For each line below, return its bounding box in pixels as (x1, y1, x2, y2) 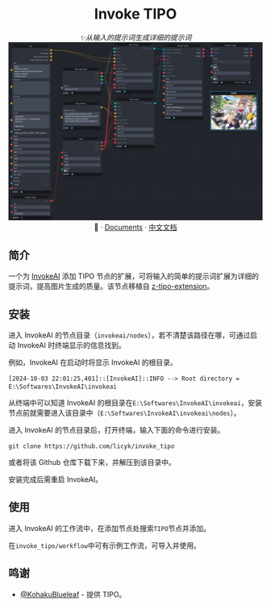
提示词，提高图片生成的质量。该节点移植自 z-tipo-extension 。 (8, 282, 215, 291)
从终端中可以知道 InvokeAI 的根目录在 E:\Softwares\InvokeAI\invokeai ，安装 (8, 397, 262, 408)
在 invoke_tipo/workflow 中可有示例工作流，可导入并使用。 (8, 540, 202, 550)
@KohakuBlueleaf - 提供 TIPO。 (19, 589, 127, 599)
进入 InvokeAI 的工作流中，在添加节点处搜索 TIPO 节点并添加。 (8, 523, 211, 533)
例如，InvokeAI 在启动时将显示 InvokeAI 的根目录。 (8, 357, 177, 367)
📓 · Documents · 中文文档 (94, 223, 177, 232)
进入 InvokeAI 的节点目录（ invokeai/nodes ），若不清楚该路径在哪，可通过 (8, 330, 251, 340)
